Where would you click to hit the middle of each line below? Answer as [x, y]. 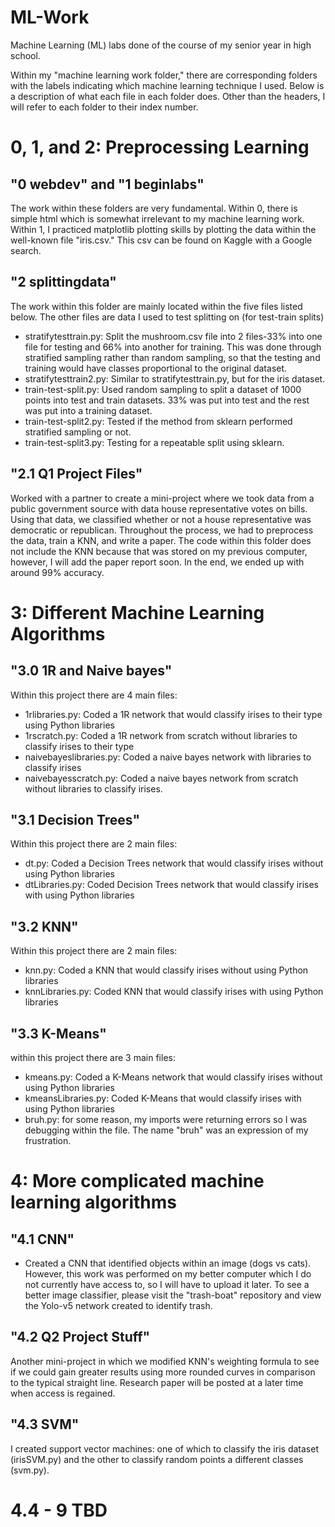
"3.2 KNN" [44, 926]
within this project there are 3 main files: [93, 1057]
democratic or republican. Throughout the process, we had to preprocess [162, 530]
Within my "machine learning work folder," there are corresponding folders [164, 75]
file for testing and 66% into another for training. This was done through [173, 347]
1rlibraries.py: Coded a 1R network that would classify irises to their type [173, 714]
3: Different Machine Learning [137, 612]
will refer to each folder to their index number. [104, 107]
